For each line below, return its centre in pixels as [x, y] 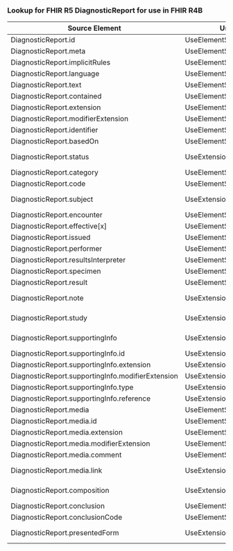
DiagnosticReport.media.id [54, 421]
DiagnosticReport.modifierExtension [70, 119]
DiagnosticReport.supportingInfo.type [72, 387]
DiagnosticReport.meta [48, 51]
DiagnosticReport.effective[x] [59, 226]
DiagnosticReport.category [54, 173]
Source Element [94, 28]
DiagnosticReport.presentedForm [65, 533]
